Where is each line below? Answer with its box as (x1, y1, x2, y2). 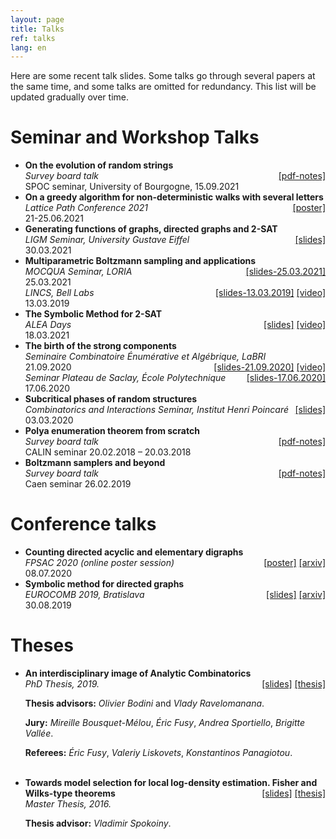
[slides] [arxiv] (266, 589, 326, 601)
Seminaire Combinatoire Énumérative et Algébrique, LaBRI (24, 351, 267, 363)
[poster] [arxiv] (263, 557, 326, 569)
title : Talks (10, 24, 65, 34)
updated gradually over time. (10, 91, 129, 103)
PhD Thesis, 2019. (24, 678, 100, 690)
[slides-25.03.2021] (245, 266, 326, 278)
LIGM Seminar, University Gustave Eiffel (24, 234, 190, 246)
